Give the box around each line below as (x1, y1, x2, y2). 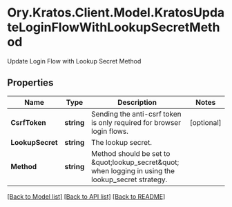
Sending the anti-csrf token (90, 109, 182, 119)
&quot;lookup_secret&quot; (90, 157, 180, 167)
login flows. (90, 126, 129, 136)
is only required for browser (90, 117, 182, 127)
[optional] (189, 117, 222, 127)
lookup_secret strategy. (90, 175, 168, 184)
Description (117, 97, 157, 107)
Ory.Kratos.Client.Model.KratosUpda (7, 5, 225, 21)
